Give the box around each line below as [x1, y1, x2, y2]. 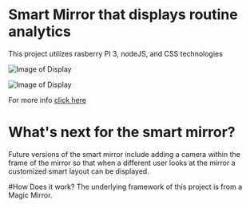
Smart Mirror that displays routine [8, 6, 238, 24]
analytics [8, 22, 72, 41]
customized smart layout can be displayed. [8, 166, 149, 176]
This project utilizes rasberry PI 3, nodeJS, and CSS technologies [8, 49, 224, 58]
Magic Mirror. [8, 190, 53, 200]
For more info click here [8, 95, 86, 104]
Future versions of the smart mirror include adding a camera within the [8, 149, 241, 159]
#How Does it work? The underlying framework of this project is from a [8, 182, 243, 191]
